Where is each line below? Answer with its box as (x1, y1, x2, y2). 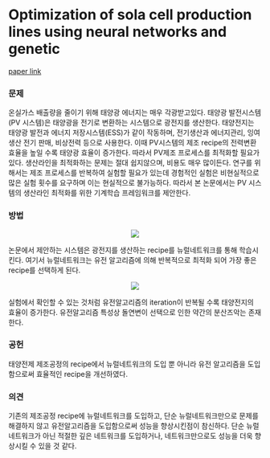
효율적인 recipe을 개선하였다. (35, 369, 129, 378)
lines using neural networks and (8, 22, 227, 41)
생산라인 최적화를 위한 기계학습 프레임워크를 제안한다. (22, 188, 191, 198)
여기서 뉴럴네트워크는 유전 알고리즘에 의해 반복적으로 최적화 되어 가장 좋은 (25, 255, 257, 264)
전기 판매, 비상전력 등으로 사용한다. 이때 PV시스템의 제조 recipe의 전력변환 (22, 138, 257, 148)
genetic (8, 40, 60, 58)
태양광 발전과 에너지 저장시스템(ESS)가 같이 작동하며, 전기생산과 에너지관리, (8, 128, 246, 137)
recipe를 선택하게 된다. (8, 265, 81, 275)
